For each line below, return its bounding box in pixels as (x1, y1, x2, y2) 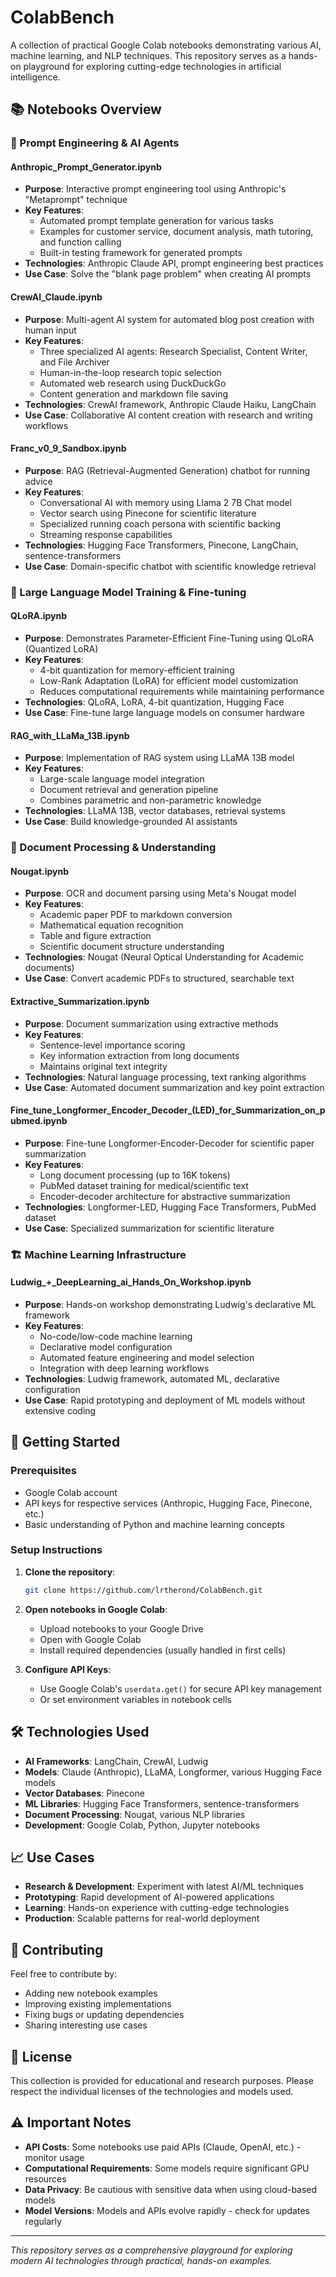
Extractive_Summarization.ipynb (10, 995, 150, 1007)
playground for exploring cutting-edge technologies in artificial (23, 60, 282, 72)
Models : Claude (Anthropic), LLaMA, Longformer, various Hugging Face (24, 1766, 322, 1778)
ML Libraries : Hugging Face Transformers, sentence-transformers (24, 1797, 300, 1810)
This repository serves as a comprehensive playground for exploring (10, 2244, 293, 2256)
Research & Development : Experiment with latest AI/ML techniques (24, 1881, 304, 1893)
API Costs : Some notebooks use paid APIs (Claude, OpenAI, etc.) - (24, 2141, 302, 2153)
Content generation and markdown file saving (39, 387, 228, 400)
